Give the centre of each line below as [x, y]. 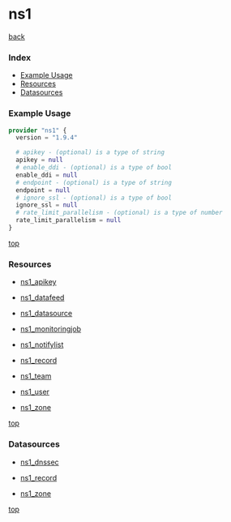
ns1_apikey [38, 282]
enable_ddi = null [47, 175]
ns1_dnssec [39, 462]
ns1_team [36, 376]
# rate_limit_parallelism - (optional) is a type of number [119, 213]
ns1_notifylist [42, 344]
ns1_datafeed [42, 297]
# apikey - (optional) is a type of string [90, 152]
